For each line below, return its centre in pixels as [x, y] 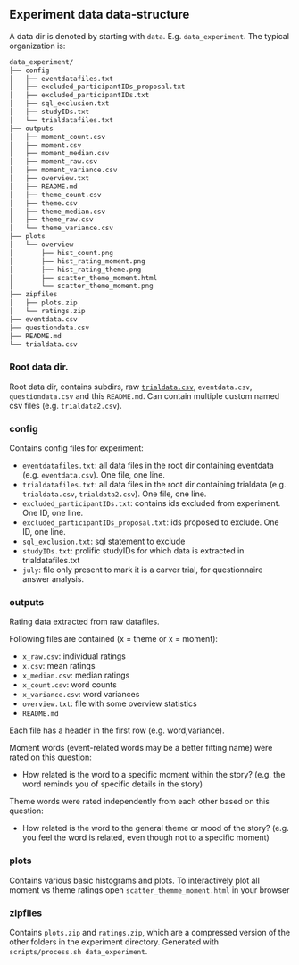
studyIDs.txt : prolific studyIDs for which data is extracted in [133, 551]
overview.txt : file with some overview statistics [110, 703]
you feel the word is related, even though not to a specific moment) [145, 837]
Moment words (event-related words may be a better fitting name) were [141, 748]
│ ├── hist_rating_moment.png [77, 261]
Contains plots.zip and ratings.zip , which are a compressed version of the [150, 932]
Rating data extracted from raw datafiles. [84, 622]
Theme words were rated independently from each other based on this [140, 802]
